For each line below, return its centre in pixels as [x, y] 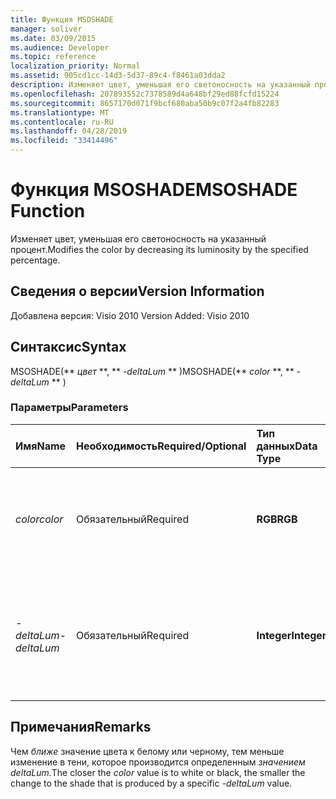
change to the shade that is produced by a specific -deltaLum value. [151, 783]
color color [39, 519]
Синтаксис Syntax [68, 347]
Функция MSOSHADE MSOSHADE [154, 190]
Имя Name [41, 446]
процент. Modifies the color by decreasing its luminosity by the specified [159, 249]
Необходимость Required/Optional [161, 446]
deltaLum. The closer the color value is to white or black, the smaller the [158, 772]
